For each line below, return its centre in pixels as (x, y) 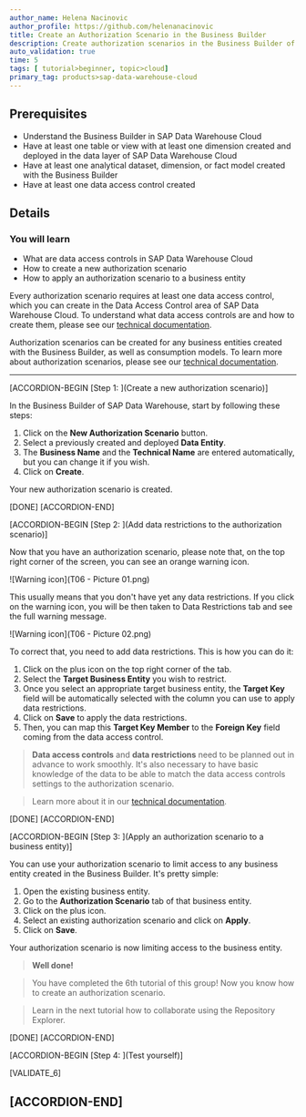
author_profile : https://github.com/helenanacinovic (112, 26)
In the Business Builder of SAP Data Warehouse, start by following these (145, 405)
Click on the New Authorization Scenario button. (115, 433)
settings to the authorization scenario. (103, 784)
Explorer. (48, 1020)
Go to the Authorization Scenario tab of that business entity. (137, 901)
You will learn (40, 239)
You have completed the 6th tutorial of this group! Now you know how (163, 983)
